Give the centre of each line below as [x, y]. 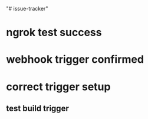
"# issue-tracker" [27, 9]
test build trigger [37, 108]
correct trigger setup [58, 87]
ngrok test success [54, 33]
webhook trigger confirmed [75, 59]
